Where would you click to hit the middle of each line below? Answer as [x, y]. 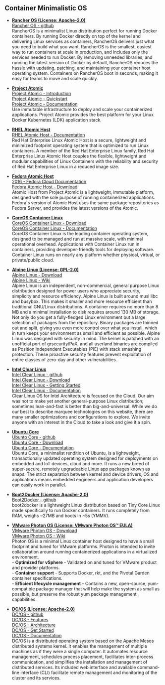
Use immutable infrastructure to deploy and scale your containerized [82, 109]
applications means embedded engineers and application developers [82, 479]
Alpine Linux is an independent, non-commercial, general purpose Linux [85, 285]
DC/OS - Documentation [37, 635]
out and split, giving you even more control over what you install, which [84, 328]
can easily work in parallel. [39, 485]
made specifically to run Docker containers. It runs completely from [81, 510]
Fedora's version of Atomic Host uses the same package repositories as [85, 203]
